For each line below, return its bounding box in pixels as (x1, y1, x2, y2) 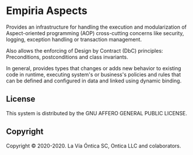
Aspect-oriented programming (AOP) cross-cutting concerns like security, (6, 29, 184, 36)
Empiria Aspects (6, 4, 87, 18)
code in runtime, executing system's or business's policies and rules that (6, 71, 181, 78)
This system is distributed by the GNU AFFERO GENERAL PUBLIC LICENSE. (6, 109, 188, 116)
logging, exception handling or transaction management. (6, 36, 142, 43)
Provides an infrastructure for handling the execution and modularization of (6, 23, 187, 30)
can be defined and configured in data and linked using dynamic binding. (6, 77, 182, 84)
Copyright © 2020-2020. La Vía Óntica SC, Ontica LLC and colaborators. (6, 142, 181, 149)
